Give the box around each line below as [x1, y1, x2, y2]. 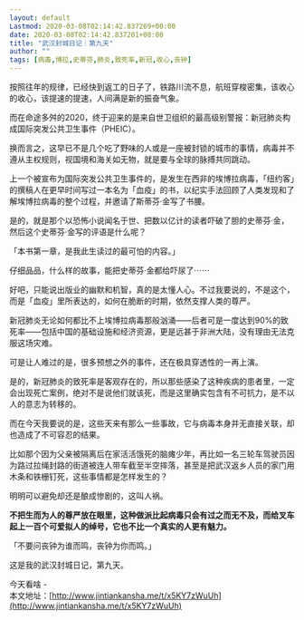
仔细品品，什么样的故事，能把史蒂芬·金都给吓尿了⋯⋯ [9, 265, 211, 276]
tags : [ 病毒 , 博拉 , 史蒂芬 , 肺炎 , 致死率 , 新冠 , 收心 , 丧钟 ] [9, 55, 192, 64]
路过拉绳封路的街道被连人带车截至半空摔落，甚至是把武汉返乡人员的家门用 [16, 460, 295, 470]
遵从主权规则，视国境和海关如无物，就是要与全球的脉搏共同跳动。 [9, 154, 255, 164]
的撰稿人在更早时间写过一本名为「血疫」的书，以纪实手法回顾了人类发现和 [9, 185, 287, 195]
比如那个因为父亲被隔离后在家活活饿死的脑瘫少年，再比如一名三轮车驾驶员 [9, 449, 287, 459]
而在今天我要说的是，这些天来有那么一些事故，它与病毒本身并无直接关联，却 [9, 418, 295, 429]
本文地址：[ [9, 590, 52, 601]
